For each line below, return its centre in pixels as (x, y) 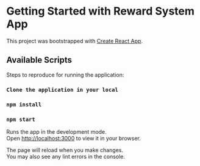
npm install (24, 104)
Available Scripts (39, 60)
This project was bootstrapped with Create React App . (75, 41)
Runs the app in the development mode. (56, 131)
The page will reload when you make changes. (65, 150)
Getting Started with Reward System (101, 11)
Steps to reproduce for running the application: (65, 75)
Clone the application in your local (62, 90)
